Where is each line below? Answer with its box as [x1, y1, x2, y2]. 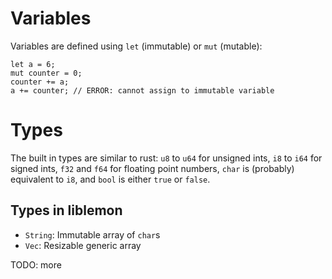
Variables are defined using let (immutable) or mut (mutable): [10, 40, 263, 52]
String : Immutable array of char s [24, 228, 161, 241]
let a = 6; [10, 59, 56, 69]
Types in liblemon [10, 202, 123, 219]
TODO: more [10, 258, 62, 271]
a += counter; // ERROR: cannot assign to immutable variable [10, 85, 275, 96]
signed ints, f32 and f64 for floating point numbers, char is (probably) [10, 162, 295, 174]
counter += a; [10, 77, 70, 87]
